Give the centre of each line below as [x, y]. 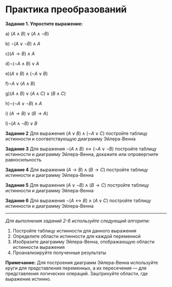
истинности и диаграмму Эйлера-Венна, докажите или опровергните [82, 154]
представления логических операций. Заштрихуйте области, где [77, 273]
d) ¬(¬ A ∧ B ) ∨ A [22, 63]
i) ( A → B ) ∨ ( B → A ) [27, 113]
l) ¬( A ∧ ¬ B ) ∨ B [21, 123]
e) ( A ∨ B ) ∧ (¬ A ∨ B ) [27, 74]
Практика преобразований [66, 10]
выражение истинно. [28, 279]
